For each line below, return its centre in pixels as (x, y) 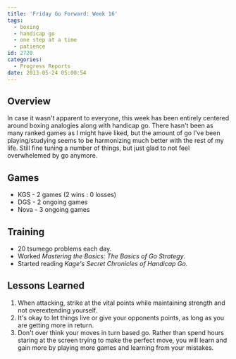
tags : (15, 20)
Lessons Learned (46, 286)
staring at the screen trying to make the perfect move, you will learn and (122, 340)
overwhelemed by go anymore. (52, 156)
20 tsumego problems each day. (64, 248)
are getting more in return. (56, 325)
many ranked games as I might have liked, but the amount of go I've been (114, 133)
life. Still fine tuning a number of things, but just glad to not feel (99, 148)
